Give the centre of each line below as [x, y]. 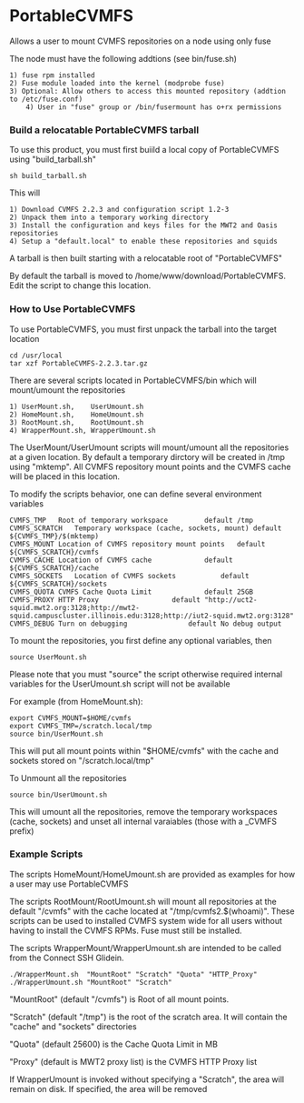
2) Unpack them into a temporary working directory [109, 218]
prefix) [22, 831]
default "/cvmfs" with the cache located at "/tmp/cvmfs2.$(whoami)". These [152, 911]
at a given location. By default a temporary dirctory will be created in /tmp [147, 456]
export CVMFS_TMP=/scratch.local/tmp [81, 726]
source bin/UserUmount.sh [58, 795]
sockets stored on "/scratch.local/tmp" [82, 760]
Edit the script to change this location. [80, 286]
